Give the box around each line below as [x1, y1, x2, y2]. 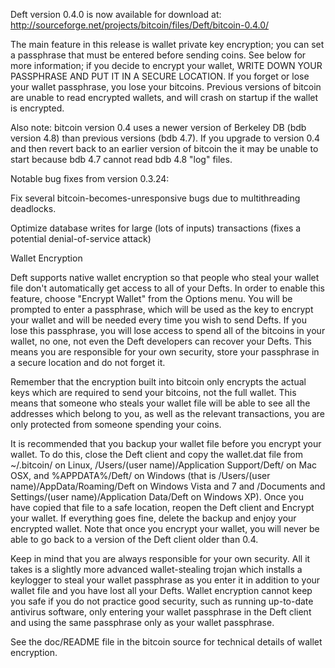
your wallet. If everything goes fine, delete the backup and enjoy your [10, 512, 297, 524]
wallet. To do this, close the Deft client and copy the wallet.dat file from [10, 449, 303, 460]
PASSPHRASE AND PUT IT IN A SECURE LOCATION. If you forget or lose [10, 70, 310, 82]
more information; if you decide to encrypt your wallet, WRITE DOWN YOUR [10, 60, 323, 71]
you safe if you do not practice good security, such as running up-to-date [10, 595, 314, 607]
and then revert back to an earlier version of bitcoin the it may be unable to [10, 143, 319, 154]
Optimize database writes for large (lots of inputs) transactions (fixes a [10, 222, 302, 234]
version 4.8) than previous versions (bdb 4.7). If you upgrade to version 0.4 [10, 132, 321, 144]
